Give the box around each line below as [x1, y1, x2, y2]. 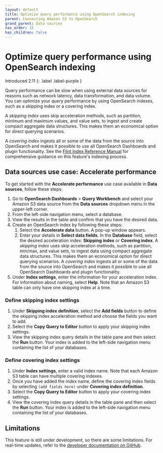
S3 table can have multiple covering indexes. [12, 373, 103, 379]
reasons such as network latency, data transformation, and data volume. [5, 92, 151, 98]
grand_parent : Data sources [5, 21, 63, 26]
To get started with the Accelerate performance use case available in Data [5, 181, 158, 187]
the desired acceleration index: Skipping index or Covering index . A [19, 237, 158, 243]
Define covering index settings [5, 357, 80, 363]
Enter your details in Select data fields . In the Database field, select [19, 232, 157, 238]
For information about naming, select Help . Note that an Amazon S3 [12, 279, 150, 285]
